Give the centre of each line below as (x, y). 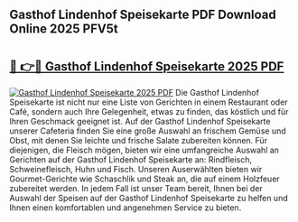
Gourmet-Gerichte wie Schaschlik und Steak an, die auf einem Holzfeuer (144, 179)
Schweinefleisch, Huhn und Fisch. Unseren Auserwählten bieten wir (136, 169)
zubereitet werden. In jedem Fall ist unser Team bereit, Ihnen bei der (136, 188)
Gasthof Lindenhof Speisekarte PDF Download (143, 15)
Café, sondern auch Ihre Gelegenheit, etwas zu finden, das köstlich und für (149, 111)
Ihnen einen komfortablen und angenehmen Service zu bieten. (126, 208)
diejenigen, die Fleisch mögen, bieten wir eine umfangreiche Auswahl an (144, 150)
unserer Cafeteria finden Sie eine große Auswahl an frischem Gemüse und (148, 131)
